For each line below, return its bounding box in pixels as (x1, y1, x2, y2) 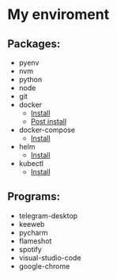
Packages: (7, 37, 61, 51)
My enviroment (7, 6, 110, 24)
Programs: (7, 190, 61, 203)
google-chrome (18, 261, 70, 270)
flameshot (18, 236, 52, 246)
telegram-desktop (18, 211, 78, 221)
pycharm (18, 228, 48, 237)
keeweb (18, 219, 45, 228)
